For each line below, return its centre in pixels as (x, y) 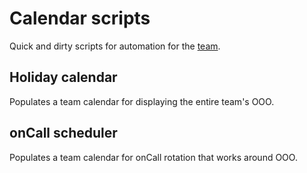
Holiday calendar (63, 77)
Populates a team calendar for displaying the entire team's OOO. (142, 101)
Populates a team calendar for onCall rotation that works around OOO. (153, 157)
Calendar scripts (80, 18)
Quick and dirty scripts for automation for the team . (115, 46)
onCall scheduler (63, 133)
